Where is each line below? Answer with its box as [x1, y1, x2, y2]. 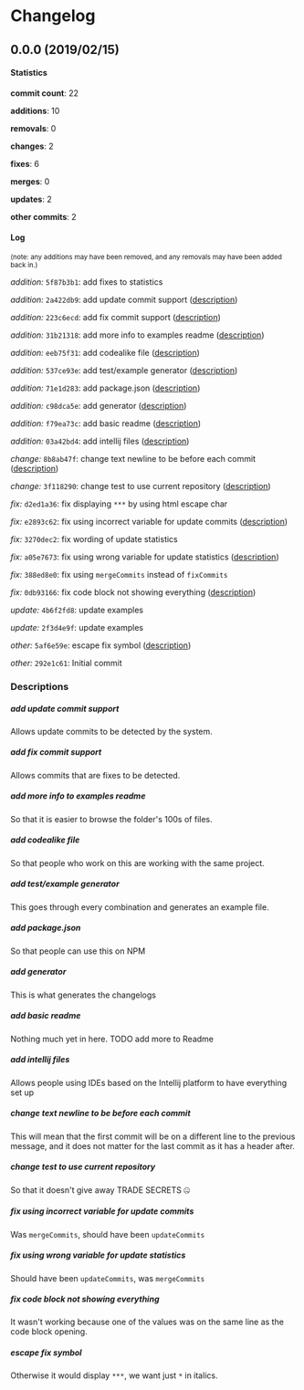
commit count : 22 [10, 88, 79, 99]
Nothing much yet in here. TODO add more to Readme [10, 1033, 214, 1044]
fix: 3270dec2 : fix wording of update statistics [10, 533, 178, 544]
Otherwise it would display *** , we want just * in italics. [10, 1370, 218, 1381]
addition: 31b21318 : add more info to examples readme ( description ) [10, 329, 265, 340]
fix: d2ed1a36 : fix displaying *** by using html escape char [10, 498, 228, 509]
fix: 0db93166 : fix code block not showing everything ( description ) [10, 586, 257, 598]
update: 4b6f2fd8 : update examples [10, 604, 144, 615]
